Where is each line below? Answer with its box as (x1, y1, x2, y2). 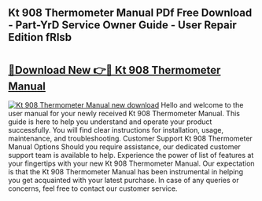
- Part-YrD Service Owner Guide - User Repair (8, 19, 238, 32)
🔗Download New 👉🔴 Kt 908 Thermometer (8, 63, 221, 77)
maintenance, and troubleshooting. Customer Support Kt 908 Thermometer (8, 133, 253, 143)
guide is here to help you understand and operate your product (8, 117, 212, 126)
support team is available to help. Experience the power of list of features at (8, 151, 254, 159)
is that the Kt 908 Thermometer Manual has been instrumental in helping (8, 167, 244, 176)
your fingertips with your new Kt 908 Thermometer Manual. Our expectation (8, 159, 255, 168)
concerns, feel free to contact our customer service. (8, 184, 178, 193)
